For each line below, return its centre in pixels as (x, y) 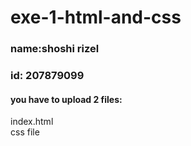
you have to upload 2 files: (66, 99)
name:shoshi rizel (55, 49)
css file (25, 132)
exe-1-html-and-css (96, 17)
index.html (32, 122)
